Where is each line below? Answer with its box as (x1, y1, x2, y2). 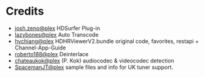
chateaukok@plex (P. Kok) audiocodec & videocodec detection (14, 57, 174, 64)
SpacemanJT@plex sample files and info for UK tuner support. (14, 63, 173, 71)
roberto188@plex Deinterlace (14, 50, 89, 57)
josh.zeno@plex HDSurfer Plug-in (14, 24, 101, 32)
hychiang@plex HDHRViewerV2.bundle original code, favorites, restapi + (14, 37, 199, 45)
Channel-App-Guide (14, 44, 66, 51)
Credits (6, 4, 44, 18)
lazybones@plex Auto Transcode (14, 31, 99, 38)
